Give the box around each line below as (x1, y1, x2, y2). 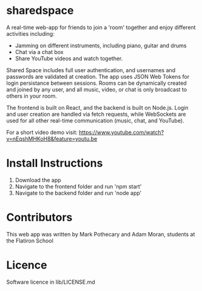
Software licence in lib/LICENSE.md (6, 278, 95, 286)
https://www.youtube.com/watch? (78, 129, 164, 136)
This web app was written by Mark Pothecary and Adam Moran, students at (6, 230, 195, 238)
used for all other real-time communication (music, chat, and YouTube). (6, 116, 184, 124)
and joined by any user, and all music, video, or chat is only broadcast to (6, 85, 187, 93)
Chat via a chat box (15, 48, 64, 55)
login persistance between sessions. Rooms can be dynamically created (6, 79, 187, 87)
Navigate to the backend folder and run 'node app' (15, 189, 142, 196)
